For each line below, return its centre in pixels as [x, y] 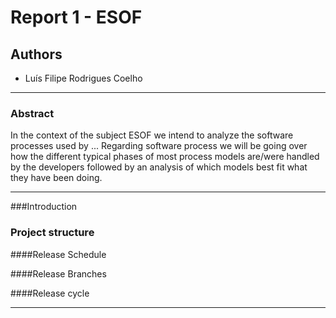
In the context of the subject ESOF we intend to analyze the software [152, 135]
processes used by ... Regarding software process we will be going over [159, 146]
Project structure [52, 233]
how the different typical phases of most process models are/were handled [165, 157]
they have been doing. [56, 178]
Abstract [32, 113]
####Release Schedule [58, 254]
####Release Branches [58, 273]
